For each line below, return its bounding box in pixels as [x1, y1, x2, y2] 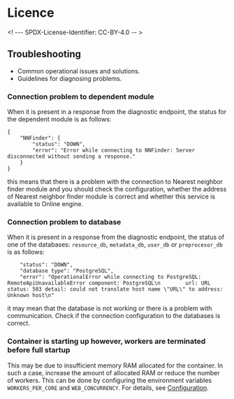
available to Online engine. [7, 200, 84, 208]
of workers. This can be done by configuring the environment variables [7, 376, 212, 384]
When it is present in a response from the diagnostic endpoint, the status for [7, 108, 227, 116]
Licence [7, 5, 54, 21]
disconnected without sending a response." [7, 153, 136, 160]
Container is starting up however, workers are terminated [7, 337, 206, 347]
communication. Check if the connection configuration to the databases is [7, 312, 221, 320]
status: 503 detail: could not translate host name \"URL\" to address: [7, 286, 224, 293]
